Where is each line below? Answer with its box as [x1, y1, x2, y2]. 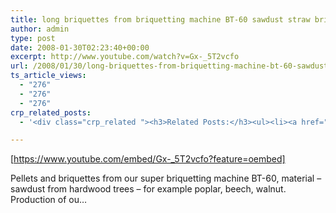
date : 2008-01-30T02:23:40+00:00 [10, 42, 150, 53]
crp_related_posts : [10, 107, 92, 118]
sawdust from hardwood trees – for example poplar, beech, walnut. [10, 183, 287, 195]
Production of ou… [10, 194, 88, 206]
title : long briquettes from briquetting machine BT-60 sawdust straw [10, 14, 311, 25]
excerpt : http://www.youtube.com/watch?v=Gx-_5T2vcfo [10, 52, 240, 62]
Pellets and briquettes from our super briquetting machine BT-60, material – [10, 172, 322, 185]
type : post [10, 33, 56, 43]
